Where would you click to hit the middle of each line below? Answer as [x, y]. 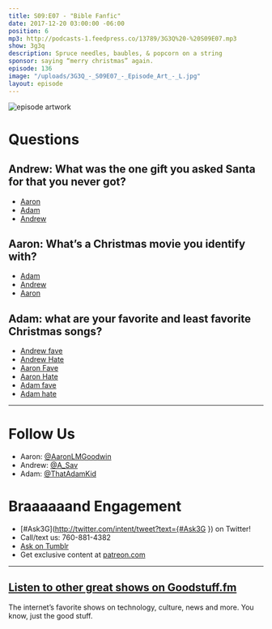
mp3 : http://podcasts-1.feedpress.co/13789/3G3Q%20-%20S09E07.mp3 [123, 38]
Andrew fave [41, 351]
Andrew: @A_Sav [49, 465]
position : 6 [28, 31]
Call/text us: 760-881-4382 [66, 538]
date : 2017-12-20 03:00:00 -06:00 [67, 23]
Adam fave [38, 385]
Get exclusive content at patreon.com [83, 555]
